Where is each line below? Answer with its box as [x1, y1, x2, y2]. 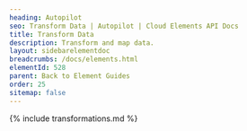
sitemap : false [9, 88, 66, 97]
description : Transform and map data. [9, 38, 154, 48]
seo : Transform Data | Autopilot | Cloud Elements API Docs [9, 22, 240, 31]
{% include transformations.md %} [9, 113, 138, 124]
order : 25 [9, 80, 47, 89]
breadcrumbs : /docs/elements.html [9, 55, 139, 64]
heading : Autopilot [9, 13, 83, 22]
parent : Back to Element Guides [9, 72, 130, 81]
